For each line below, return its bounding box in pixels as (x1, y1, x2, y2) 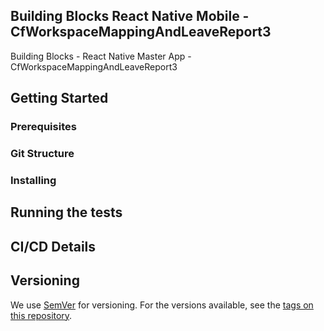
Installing (10, 173, 57, 187)
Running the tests (10, 204, 123, 221)
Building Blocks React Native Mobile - (10, 8, 250, 25)
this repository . (10, 309, 73, 321)
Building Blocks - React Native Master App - (10, 50, 192, 62)
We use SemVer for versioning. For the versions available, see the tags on (10, 299, 314, 311)
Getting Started (10, 90, 109, 107)
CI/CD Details (10, 238, 97, 255)
